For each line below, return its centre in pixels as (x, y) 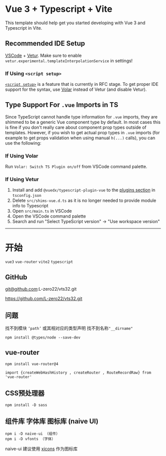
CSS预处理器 (25, 393)
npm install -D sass (26, 405)
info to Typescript (30, 206)
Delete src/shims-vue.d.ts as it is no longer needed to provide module (84, 200)
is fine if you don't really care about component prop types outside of (76, 127)
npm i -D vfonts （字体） (30, 439)
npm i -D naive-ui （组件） (33, 434)
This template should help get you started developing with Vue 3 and (75, 23)
